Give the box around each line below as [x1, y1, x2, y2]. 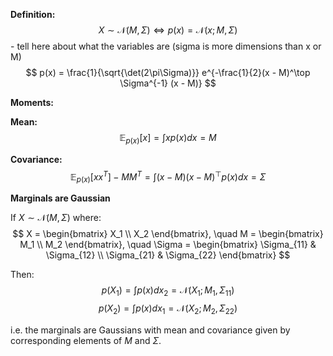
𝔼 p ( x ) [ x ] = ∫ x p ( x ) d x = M [119, 132, 217, 146]
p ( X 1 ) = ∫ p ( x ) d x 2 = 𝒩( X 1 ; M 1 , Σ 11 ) [101, 284, 235, 299]
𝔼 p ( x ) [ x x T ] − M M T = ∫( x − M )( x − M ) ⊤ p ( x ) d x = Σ [69, 169, 267, 185]
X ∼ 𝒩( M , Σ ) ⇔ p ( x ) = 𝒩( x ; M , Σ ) [98, 24, 238, 36]
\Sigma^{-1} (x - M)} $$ [119, 77, 217, 89]
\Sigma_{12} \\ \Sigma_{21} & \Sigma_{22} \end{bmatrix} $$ [45, 249, 291, 261]
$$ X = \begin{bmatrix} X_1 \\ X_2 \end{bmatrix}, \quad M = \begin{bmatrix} [12, 228, 324, 240]
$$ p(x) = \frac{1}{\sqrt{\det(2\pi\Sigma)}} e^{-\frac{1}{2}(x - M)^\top [25, 67, 311, 78]
